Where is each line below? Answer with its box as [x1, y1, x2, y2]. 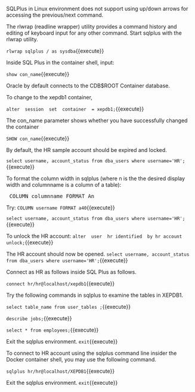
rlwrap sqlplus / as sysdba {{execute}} [6, 47, 104, 54]
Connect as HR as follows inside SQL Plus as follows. [6, 269, 137, 275]
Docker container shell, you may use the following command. [6, 356, 157, 363]
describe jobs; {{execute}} [6, 315, 73, 322]
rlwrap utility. [6, 36, 39, 42]
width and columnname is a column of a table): [6, 181, 122, 188]
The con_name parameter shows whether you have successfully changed [6, 117, 188, 124]
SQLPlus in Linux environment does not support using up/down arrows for [6, 5, 188, 12]
